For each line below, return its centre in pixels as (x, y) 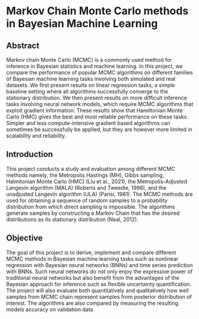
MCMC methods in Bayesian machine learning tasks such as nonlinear (92, 259)
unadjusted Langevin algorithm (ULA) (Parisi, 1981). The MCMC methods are (99, 194)
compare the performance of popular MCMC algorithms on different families (99, 72)
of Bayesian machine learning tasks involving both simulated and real (91, 79)
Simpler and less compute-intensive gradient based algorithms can (88, 123)
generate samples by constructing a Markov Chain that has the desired (93, 213)
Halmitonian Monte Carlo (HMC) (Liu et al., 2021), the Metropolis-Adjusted (97, 181)
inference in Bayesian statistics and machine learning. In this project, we (94, 66)
